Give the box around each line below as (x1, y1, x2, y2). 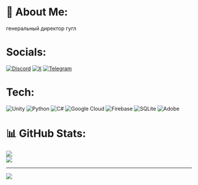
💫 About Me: (6, 5, 68, 19)
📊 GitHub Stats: (6, 127, 87, 140)
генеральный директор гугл (6, 25, 77, 32)
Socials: (6, 45, 47, 59)
